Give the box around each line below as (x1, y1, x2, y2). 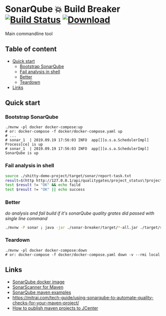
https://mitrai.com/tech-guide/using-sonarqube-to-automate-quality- (12, 294, 154, 300)
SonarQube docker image (12, 278, 65, 285)
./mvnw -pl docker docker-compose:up (5, 125, 83, 130)
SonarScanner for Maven (12, 284, 64, 290)
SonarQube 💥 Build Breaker (5, 3, 121, 15)
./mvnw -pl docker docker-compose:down (5, 248, 87, 253)
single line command (5, 215, 48, 221)
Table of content (5, 45, 57, 53)
